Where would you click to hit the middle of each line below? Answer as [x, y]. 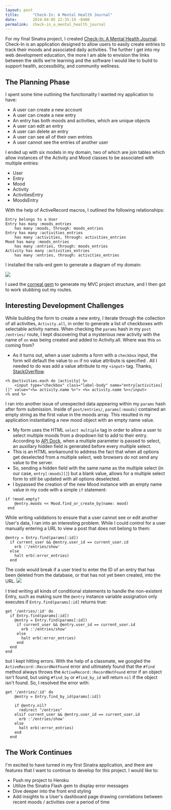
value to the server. [33, 462]
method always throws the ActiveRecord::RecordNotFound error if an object [83, 672]
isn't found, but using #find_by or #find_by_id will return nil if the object [81, 677]
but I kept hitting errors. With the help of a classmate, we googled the [78, 661]
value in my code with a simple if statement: [60, 489]
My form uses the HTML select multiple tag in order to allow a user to [87, 430]
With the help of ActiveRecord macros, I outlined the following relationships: [85, 210]
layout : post [19, 10]
